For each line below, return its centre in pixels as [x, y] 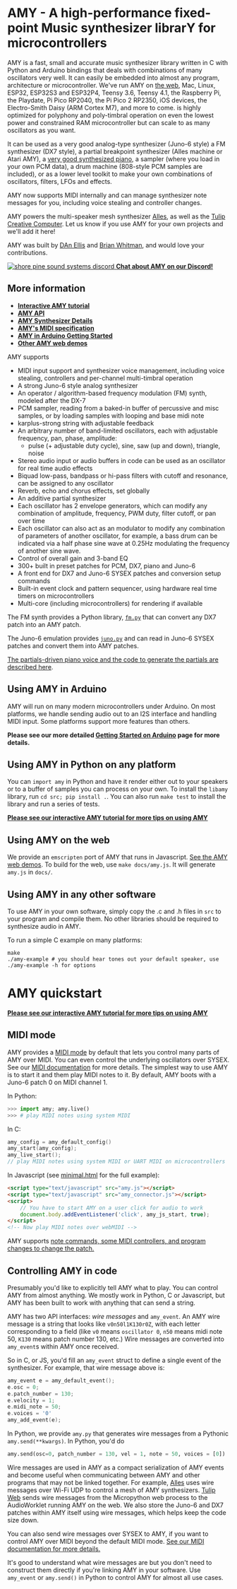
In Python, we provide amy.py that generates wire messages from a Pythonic [118, 1433]
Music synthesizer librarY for [129, 28]
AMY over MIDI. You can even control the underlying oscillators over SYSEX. [119, 1060]
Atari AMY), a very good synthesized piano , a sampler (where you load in [114, 159]
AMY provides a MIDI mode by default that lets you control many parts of [114, 1052]
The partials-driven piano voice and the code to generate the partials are [113, 659]
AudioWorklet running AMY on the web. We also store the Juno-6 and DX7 [116, 1505]
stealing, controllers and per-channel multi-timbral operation [105, 378]
